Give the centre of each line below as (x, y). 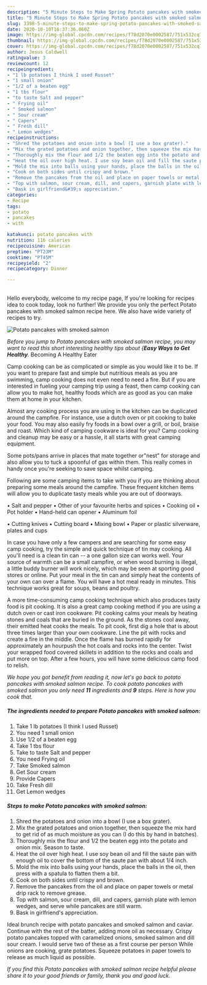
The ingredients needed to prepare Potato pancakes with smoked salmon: (104, 711)
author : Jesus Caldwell (37, 52)
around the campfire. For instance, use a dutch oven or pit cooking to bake (101, 418)
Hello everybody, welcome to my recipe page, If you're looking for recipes (101, 298)
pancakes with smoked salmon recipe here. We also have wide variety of (99, 312)
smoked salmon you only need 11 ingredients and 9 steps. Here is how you (101, 690)
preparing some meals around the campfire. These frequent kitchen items (100, 487)
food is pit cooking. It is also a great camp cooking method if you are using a (104, 606)
